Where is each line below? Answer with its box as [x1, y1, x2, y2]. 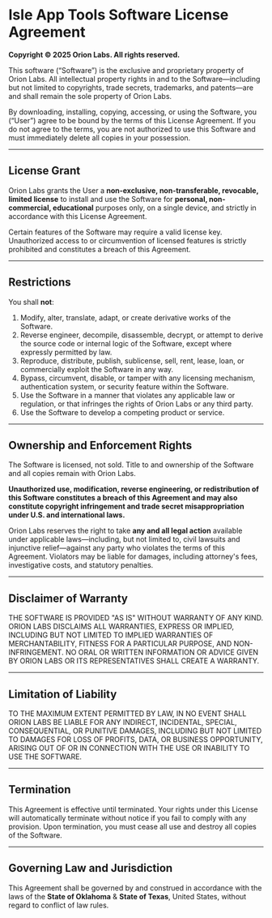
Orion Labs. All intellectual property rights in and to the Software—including [8, 74, 261, 84]
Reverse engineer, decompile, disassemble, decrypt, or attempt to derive [19, 330, 264, 340]
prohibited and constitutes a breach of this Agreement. [8, 244, 192, 254]
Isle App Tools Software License [8, 6, 229, 24]
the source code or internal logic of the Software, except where [19, 338, 232, 348]
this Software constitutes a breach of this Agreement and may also [8, 493, 238, 503]
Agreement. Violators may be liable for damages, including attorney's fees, [8, 551, 258, 561]
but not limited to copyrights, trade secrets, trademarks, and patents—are [8, 83, 253, 92]
